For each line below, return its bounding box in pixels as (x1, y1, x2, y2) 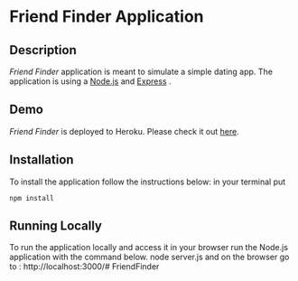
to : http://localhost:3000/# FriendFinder (9, 261, 160, 272)
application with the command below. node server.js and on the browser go (9, 251, 290, 263)
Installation (9, 152, 74, 168)
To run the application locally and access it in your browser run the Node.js (9, 242, 289, 253)
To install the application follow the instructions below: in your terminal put (9, 176, 286, 187)
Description (9, 42, 77, 58)
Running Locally (9, 219, 102, 234)
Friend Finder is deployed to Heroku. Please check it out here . (9, 126, 239, 136)
